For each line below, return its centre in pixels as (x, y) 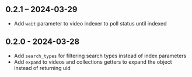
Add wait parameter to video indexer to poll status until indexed (90, 23)
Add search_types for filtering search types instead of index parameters (100, 56)
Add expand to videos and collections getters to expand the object (93, 62)
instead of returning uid (42, 68)
